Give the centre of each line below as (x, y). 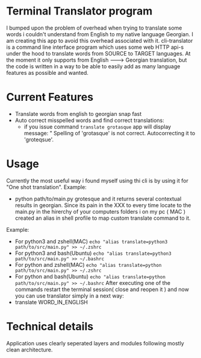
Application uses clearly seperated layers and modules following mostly (95, 343)
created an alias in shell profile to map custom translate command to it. (103, 218)
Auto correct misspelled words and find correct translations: (89, 120)
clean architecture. (29, 350)
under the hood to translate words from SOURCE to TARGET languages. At (98, 53)
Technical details (50, 327)
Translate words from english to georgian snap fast (78, 113)
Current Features (50, 97)
